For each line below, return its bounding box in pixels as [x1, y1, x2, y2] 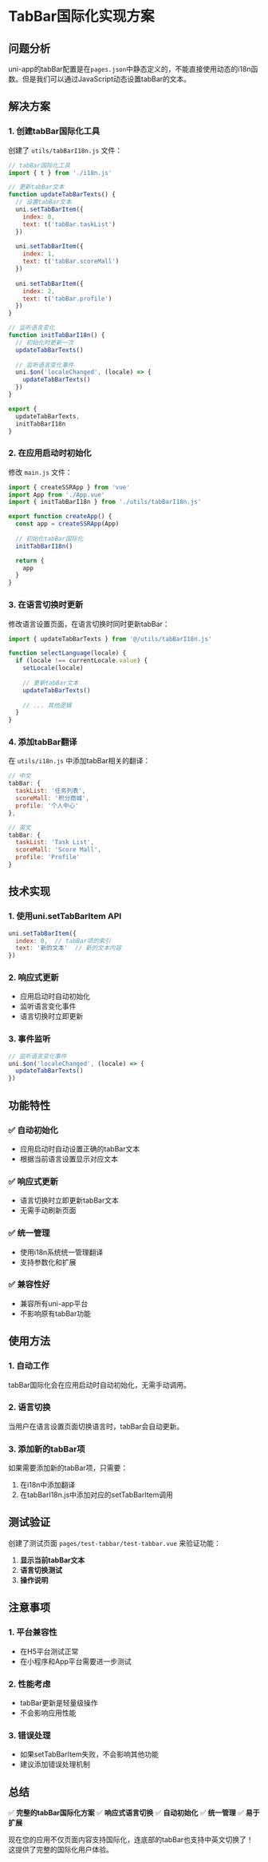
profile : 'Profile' [15, 854, 81, 862]
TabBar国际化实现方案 [8, 7, 155, 26]
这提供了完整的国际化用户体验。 [8, 1845, 113, 1854]
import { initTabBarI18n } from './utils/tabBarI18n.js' [8, 498, 202, 506]
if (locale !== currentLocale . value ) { [15, 656, 148, 665]
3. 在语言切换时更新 [8, 600, 84, 611]
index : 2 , [22, 287, 56, 295]
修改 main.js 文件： [8, 467, 73, 477]
